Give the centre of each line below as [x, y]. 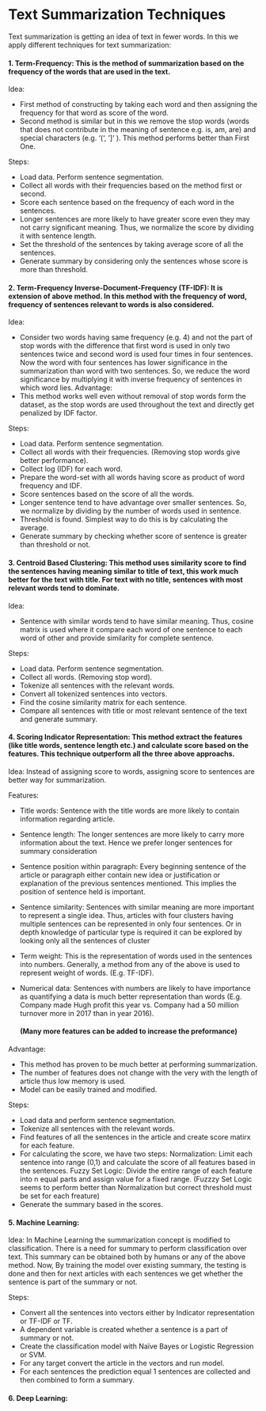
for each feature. [47, 1145]
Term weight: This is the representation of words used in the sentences [136, 956]
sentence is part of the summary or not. [73, 1282]
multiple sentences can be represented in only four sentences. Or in [130, 924]
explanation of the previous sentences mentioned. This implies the [128, 883]
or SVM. [33, 1355]
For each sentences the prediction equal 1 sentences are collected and [135, 1371]
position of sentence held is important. [82, 891]
